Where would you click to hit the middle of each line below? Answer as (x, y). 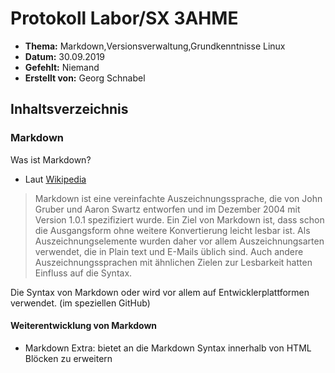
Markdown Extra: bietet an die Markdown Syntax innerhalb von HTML (168, 348)
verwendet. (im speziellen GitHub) (80, 303)
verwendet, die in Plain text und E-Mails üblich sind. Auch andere (169, 251)
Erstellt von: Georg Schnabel (85, 78)
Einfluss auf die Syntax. (83, 273)
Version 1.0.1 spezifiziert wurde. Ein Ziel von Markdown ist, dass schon (179, 219)
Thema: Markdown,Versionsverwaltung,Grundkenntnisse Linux (155, 46)
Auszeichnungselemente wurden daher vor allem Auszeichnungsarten (179, 241)
